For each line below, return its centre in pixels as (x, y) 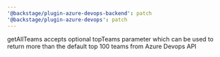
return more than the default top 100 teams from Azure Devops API (102, 46)
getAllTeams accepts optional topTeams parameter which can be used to (110, 39)
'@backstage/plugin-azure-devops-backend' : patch (80, 13)
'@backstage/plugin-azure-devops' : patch (67, 20)
